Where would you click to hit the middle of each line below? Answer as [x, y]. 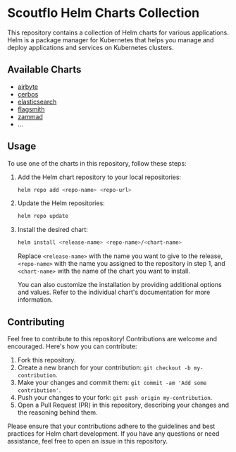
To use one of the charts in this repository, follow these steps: [97, 163]
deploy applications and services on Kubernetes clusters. [91, 47]
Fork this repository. [46, 360]
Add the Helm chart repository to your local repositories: [99, 177]
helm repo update [43, 216]
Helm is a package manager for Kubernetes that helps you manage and [111, 39]
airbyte [28, 87]
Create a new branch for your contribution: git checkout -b [104, 367]
